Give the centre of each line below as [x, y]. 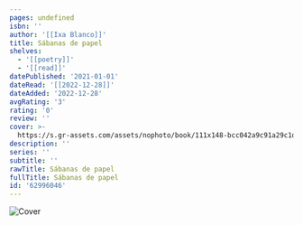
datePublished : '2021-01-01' [64, 77]
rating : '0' [32, 110]
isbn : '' [26, 26]
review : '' [30, 118]
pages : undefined [42, 18]
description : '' [40, 144]
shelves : [26, 52]
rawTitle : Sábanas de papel [62, 169]
